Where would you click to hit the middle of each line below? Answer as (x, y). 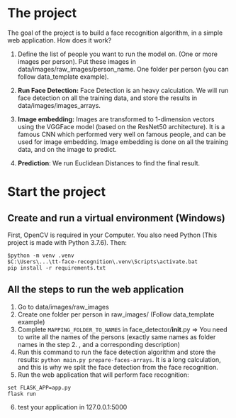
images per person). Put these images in (77, 61)
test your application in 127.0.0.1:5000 (72, 407)
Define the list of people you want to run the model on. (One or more (118, 54)
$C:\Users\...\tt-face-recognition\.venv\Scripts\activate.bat (103, 262)
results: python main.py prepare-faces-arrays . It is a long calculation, (119, 359)
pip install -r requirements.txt (57, 268)
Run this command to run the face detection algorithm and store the (117, 352)
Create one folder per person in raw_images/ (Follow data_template (116, 314)
